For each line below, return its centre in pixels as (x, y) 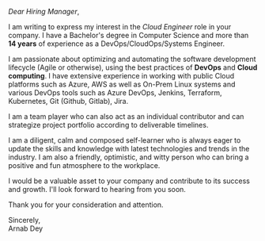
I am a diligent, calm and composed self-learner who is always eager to (125, 140)
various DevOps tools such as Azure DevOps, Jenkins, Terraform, (115, 93)
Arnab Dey (26, 228)
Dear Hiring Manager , (44, 11)
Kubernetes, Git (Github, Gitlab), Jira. (68, 101)
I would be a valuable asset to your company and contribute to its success (129, 181)
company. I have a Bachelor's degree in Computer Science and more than (129, 35)
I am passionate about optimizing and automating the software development (132, 59)
